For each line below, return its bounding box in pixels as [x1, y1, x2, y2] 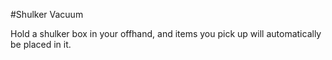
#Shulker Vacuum [10, 9, 84, 20]
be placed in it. [10, 39, 72, 50]
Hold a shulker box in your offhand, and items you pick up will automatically [10, 28, 322, 39]
